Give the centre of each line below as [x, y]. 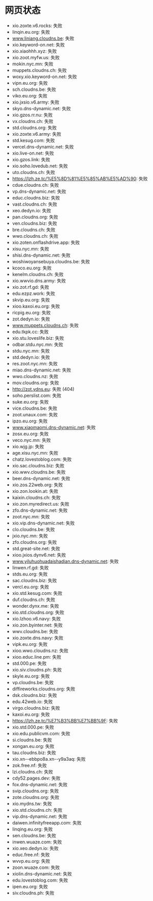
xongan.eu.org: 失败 [33, 746]
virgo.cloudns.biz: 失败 [36, 708]
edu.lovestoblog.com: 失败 [40, 880]
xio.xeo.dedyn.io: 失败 [35, 848]
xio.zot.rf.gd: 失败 [31, 287]
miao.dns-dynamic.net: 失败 [42, 370]
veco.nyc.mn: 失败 [32, 440]
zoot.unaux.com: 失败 [35, 414]
